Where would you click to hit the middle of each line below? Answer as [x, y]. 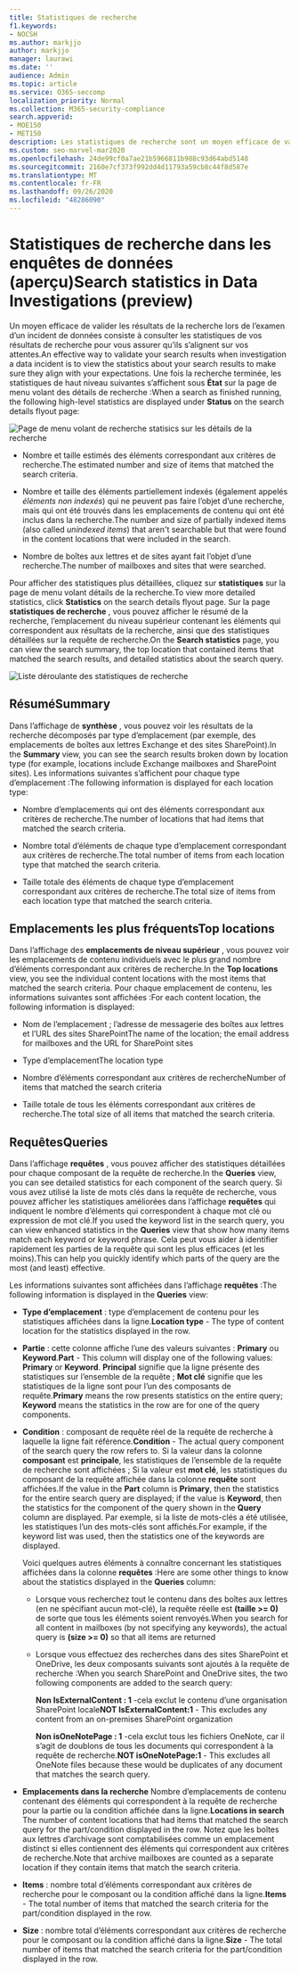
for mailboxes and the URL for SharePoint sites [108, 1043]
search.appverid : [41, 117]
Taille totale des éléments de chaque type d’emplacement [128, 882]
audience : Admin [39, 76]
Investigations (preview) [101, 301]
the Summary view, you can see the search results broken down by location [149, 754]
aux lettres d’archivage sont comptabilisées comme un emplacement [148, 1839]
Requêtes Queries [59, 1142]
